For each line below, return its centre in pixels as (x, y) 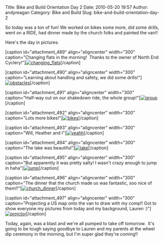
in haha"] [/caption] (32, 168)
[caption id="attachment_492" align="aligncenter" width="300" (70, 113)
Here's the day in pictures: (32, 42)
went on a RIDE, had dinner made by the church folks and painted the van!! (82, 33)
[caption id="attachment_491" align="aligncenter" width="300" (70, 92)
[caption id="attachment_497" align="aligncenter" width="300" (70, 198)
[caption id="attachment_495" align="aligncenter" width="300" (70, 157)
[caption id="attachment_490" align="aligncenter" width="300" (70, 72)
